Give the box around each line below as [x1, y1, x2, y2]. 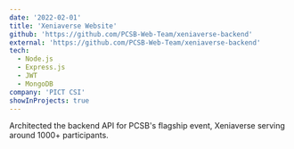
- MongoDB [17, 79, 53, 88]
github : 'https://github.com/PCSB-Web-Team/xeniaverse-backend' [9, 29, 253, 38]
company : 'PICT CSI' [9, 87, 86, 96]
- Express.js [17, 63, 66, 72]
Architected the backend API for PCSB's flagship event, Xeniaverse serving [9, 120, 285, 131]
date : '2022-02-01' [9, 12, 82, 22]
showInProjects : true [9, 95, 90, 105]
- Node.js [17, 54, 53, 63]
